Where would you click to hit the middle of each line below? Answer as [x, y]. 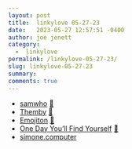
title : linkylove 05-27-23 [54, 23]
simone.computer [48, 136]
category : [24, 45]
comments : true [33, 81]
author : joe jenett [40, 37]
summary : [22, 74]
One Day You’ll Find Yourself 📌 [69, 128]
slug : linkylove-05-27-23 [50, 67]
